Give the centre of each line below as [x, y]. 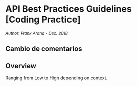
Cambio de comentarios [44, 49]
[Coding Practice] [43, 20]
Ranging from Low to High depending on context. [56, 78]
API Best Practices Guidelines [68, 9]
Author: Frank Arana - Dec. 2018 [37, 33]
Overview [21, 66]
